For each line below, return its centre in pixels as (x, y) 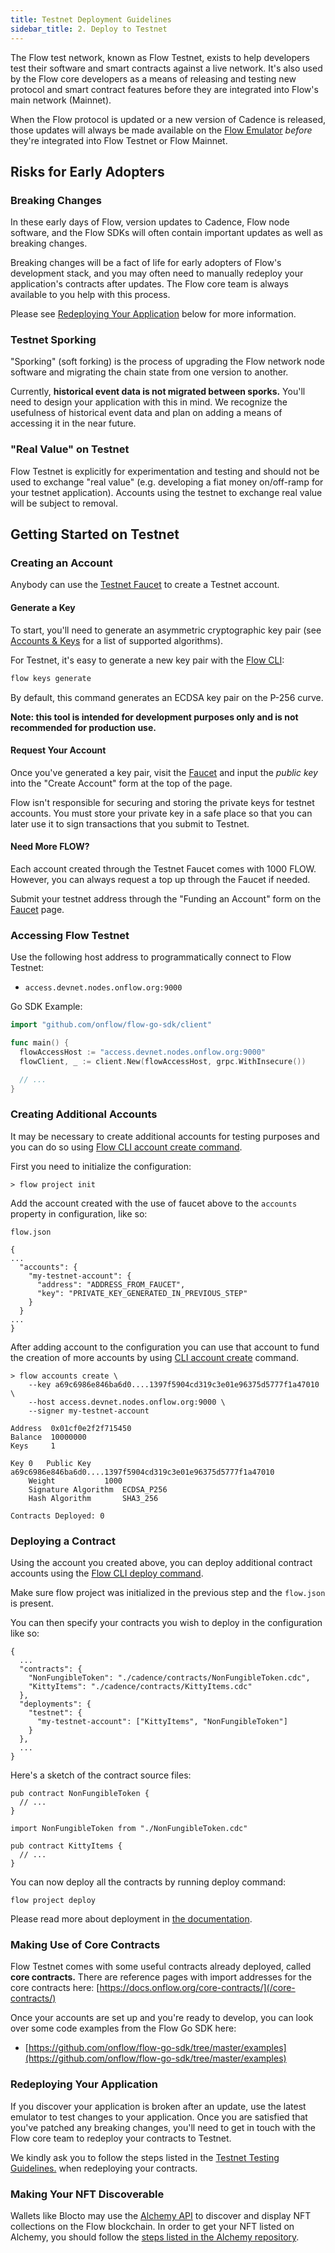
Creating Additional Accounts (84, 1114)
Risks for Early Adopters (87, 171)
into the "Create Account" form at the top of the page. (121, 783)
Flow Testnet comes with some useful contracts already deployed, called (161, 1967)
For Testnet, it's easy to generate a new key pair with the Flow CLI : (147, 660)
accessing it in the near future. (73, 423)
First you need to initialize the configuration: (101, 1166)
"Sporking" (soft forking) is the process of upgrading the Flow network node (167, 362)
